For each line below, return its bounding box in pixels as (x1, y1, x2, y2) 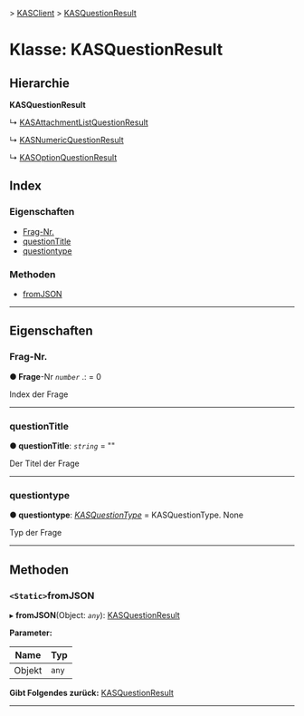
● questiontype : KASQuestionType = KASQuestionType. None (9, 509, 244, 520)
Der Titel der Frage (9, 458, 80, 469)
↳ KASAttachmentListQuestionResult (9, 117, 149, 128)
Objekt (14, 663, 43, 676)
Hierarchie (9, 75, 71, 91)
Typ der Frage (9, 527, 62, 538)
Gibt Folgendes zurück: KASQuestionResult (9, 687, 175, 698)
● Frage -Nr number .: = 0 (9, 371, 102, 382)
